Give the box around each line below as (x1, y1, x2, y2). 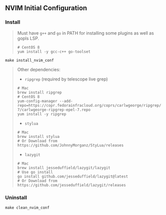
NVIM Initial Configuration (5, 4, 87, 12)
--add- (59, 98, 73, 103)
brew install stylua (17, 134, 60, 139)
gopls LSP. (17, 35, 40, 41)
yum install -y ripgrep (17, 111, 67, 117)
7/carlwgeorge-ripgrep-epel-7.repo (17, 107, 91, 112)
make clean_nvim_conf (5, 205, 50, 210)
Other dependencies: (17, 66, 61, 72)
